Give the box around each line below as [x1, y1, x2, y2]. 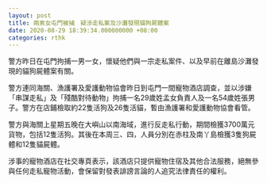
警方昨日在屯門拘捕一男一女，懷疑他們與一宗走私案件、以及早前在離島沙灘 [8, 56, 252, 66]
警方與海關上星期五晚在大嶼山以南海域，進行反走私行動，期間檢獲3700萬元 [8, 120, 256, 129]
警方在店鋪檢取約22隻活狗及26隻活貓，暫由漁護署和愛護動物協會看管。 [21, 103, 256, 112]
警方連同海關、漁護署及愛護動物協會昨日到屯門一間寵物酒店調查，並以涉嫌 [8, 83, 252, 93]
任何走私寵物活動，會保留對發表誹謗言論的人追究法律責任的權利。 [14, 166, 231, 176]
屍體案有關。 [35, 67, 78, 76]
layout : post [8, 11, 52, 20]
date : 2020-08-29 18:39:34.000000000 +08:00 [8, 26, 158, 34]
